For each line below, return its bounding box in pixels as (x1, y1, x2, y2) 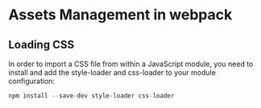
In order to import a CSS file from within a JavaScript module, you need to (8, 59, 254, 69)
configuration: (8, 77, 55, 85)
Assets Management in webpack (8, 6, 233, 24)
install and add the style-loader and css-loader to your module (8, 68, 216, 77)
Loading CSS (8, 38, 75, 52)
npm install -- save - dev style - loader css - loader (8, 92, 175, 100)
